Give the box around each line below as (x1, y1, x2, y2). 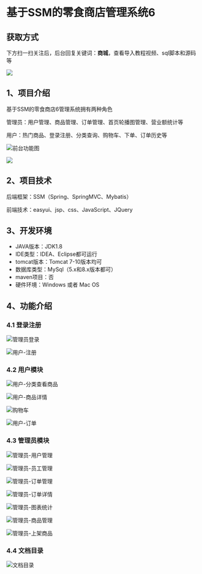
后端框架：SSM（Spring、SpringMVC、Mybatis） (6, 193, 132, 200)
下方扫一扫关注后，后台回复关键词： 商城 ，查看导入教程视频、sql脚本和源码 (6, 50, 196, 56)
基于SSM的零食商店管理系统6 (6, 6, 155, 20)
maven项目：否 (15, 274, 54, 281)
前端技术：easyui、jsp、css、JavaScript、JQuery (6, 206, 133, 213)
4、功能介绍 (6, 300, 53, 311)
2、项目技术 (6, 176, 52, 186)
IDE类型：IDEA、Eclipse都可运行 (15, 250, 98, 258)
